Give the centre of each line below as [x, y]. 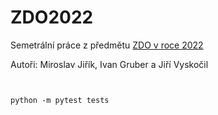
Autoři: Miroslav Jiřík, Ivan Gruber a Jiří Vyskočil [109, 64]
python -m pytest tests [60, 100]
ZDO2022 [52, 17]
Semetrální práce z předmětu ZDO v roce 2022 [107, 45]
